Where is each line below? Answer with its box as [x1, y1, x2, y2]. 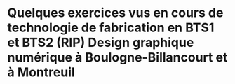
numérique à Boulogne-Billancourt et [7, 50, 228, 66]
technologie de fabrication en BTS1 [7, 20, 215, 36]
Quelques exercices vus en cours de [7, 5, 224, 21]
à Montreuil [7, 64, 75, 80]
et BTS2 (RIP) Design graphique [7, 35, 194, 50]
